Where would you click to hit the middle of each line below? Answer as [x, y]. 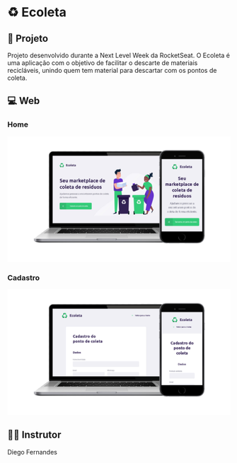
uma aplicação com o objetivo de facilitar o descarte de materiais [103, 63]
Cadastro [24, 278]
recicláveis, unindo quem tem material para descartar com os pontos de [112, 70]
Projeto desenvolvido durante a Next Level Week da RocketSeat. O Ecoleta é [118, 55]
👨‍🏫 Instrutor [34, 435]
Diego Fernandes [33, 452]
